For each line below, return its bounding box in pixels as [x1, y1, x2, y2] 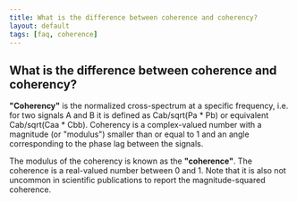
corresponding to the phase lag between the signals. [9, 139, 204, 149]
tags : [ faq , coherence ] [9, 29, 98, 38]
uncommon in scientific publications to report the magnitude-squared [9, 175, 266, 186]
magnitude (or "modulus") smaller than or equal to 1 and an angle [9, 129, 250, 139]
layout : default [9, 21, 70, 30]
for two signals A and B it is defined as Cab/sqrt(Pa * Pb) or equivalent [9, 110, 269, 121]
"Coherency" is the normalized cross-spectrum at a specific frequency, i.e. [9, 100, 289, 112]
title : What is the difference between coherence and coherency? [9, 13, 258, 22]
